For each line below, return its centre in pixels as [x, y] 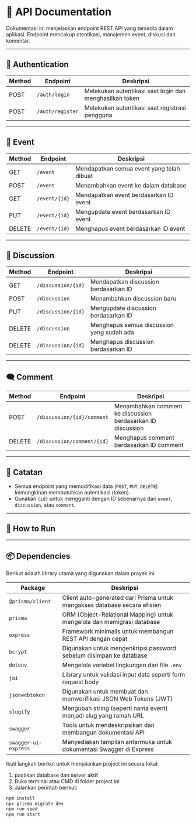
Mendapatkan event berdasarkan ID [125, 194]
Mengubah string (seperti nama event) [115, 708]
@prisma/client [30, 601]
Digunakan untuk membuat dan [105, 691]
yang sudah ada [112, 332]
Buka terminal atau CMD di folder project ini [67, 781]
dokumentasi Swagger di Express [108, 749]
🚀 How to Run [31, 529]
